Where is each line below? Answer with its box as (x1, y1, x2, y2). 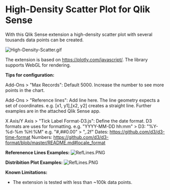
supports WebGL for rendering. (5, 62, 71, 68)
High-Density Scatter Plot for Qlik (5, 4, 151, 15)
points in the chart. (5, 87, 45, 93)
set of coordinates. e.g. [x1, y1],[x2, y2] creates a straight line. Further (5, 102, 152, 108)
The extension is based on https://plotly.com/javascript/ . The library (5, 56, 148, 62)
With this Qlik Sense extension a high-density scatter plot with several (5, 31, 153, 37)
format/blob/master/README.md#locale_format (5, 139, 106, 146)
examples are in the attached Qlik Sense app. (5, 108, 101, 114)
